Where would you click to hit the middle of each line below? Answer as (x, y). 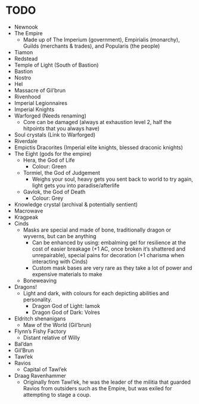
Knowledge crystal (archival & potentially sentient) (76, 204)
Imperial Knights (34, 109)
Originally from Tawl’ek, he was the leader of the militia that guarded (107, 382)
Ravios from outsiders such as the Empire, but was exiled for (97, 388)
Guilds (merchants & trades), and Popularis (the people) (91, 46)
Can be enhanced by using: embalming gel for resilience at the (109, 242)
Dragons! (25, 286)
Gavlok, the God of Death (54, 192)
